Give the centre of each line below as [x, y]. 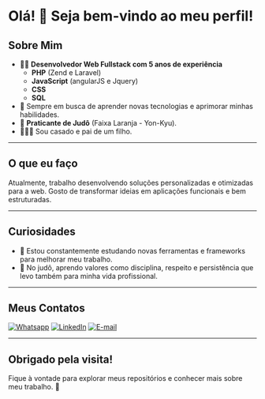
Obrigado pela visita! [60, 359]
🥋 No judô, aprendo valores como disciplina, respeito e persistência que [136, 267]
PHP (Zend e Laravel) [66, 73]
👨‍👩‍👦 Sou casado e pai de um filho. [76, 131]
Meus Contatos [47, 309]
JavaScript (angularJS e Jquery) [85, 81]
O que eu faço [43, 164]
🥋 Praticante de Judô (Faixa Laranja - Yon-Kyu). [98, 123]
